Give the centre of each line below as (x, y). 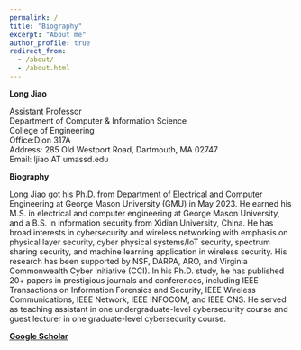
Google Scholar (39, 336)
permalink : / (34, 18)
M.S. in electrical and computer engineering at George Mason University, (145, 213)
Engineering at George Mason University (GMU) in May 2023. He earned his (150, 203)
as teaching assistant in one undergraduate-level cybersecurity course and (149, 309)
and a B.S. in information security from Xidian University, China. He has (141, 223)
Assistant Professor (46, 111)
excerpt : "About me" (48, 34)
